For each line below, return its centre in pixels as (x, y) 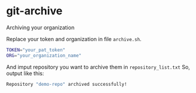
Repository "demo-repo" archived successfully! (67, 84)
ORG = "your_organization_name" (44, 55)
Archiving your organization (40, 27)
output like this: (25, 73)
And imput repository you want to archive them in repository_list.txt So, (98, 67)
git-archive (34, 11)
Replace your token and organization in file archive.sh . (74, 39)
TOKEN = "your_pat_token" (36, 50)
